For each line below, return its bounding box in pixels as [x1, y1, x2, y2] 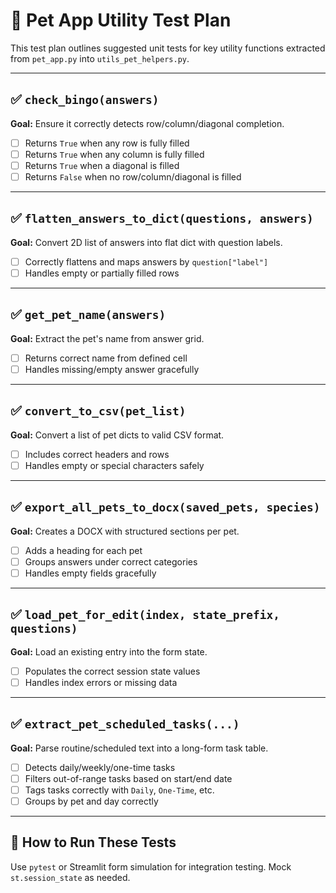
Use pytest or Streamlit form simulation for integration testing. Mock [10, 860, 292, 873]
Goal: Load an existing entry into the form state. [10, 645, 208, 658]
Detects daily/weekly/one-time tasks [24, 761, 176, 773]
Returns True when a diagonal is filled [24, 159, 180, 171]
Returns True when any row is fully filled [24, 137, 190, 149]
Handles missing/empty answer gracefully [24, 363, 200, 375]
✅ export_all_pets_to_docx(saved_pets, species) [10, 499, 321, 516]
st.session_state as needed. [10, 871, 131, 883]
